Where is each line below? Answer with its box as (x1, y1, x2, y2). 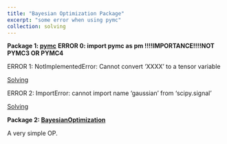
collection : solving (7, 23, 67, 30)
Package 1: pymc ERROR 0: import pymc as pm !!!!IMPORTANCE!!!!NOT (7, 42, 215, 50)
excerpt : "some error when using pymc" (7, 17, 122, 23)
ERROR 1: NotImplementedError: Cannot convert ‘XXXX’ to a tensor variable (7, 63, 221, 71)
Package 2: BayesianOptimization (7, 116, 106, 124)
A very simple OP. (7, 129, 58, 138)
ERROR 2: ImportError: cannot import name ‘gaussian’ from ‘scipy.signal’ (7, 89, 212, 97)
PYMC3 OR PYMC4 (7, 49, 64, 57)
